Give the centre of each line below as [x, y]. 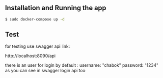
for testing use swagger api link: [38, 46]
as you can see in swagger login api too [45, 70]
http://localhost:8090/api [30, 56]
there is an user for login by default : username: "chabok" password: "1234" [82, 65]
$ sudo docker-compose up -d [35, 19]
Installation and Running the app [56, 8]
